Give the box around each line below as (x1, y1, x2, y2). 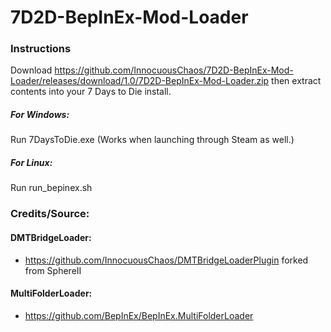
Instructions (10, 42, 72, 56)
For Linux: (10, 157, 53, 169)
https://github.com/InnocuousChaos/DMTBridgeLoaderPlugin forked (24, 254, 309, 266)
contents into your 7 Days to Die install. (10, 86, 172, 98)
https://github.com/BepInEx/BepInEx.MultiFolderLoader (24, 309, 254, 321)
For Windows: (10, 109, 70, 121)
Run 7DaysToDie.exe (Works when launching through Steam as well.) (10, 134, 295, 146)
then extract (271, 75, 322, 87)
